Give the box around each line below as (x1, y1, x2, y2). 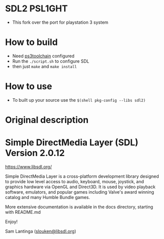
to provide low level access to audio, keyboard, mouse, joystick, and (5, 178, 144, 184)
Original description (5, 115, 89, 125)
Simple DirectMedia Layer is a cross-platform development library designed (5, 173, 159, 179)
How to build (5, 37, 58, 48)
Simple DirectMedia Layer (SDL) (5, 137, 139, 148)
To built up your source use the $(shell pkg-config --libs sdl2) (12, 97, 146, 103)
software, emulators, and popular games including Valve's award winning (5, 189, 155, 195)
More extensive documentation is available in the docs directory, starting (5, 203, 153, 210)
